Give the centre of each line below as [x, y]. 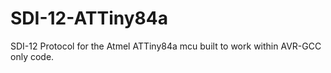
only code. [32, 56]
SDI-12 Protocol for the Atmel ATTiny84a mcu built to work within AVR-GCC [166, 46]
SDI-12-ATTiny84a [89, 18]
